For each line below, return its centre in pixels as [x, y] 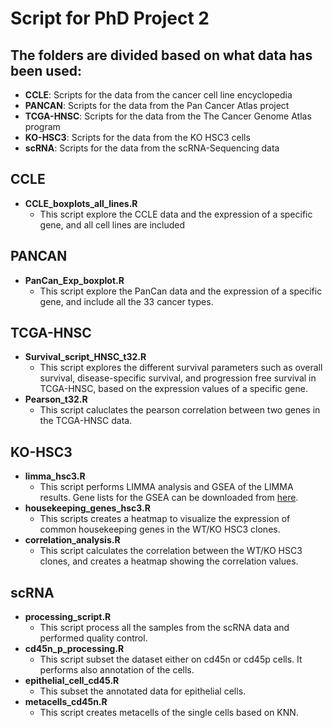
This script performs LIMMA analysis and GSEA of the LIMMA [166, 487]
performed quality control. [93, 638]
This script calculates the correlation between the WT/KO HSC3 [171, 551]
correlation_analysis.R [72, 540]
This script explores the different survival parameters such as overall [181, 368]
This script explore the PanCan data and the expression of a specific [181, 291]
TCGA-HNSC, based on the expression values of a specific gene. [173, 389]
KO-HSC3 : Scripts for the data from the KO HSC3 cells [137, 137]
